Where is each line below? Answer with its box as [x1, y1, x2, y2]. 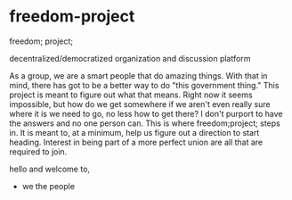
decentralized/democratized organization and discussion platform [9, 53, 251, 63]
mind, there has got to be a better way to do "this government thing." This [9, 79, 280, 90]
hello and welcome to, [9, 163, 91, 174]
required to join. [9, 146, 68, 157]
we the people [21, 180, 76, 191]
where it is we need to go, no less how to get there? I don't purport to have [9, 108, 283, 119]
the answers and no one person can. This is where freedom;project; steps [9, 118, 280, 129]
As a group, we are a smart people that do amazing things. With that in [9, 70, 268, 81]
